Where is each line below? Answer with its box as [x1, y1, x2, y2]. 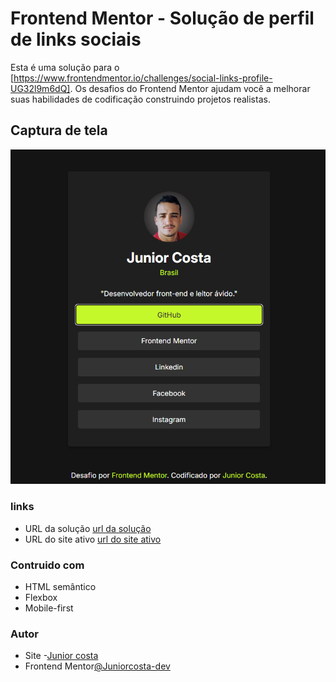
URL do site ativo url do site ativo [24, 533, 162, 545]
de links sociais [10, 28, 142, 51]
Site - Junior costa [24, 650, 99, 662]
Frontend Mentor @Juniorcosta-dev [24, 660, 171, 672]
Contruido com [10, 558, 85, 572]
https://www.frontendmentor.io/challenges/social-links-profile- [13, 72, 273, 84]
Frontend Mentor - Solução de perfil [10, 7, 315, 30]
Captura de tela [10, 122, 108, 139]
